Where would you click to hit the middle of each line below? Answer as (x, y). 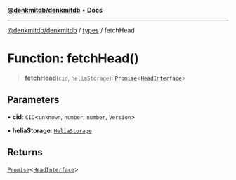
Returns (25, 152)
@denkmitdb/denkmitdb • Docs (55, 10)
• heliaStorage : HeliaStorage (50, 130)
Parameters (33, 100)
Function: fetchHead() (73, 58)
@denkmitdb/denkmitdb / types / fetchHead (71, 30)
